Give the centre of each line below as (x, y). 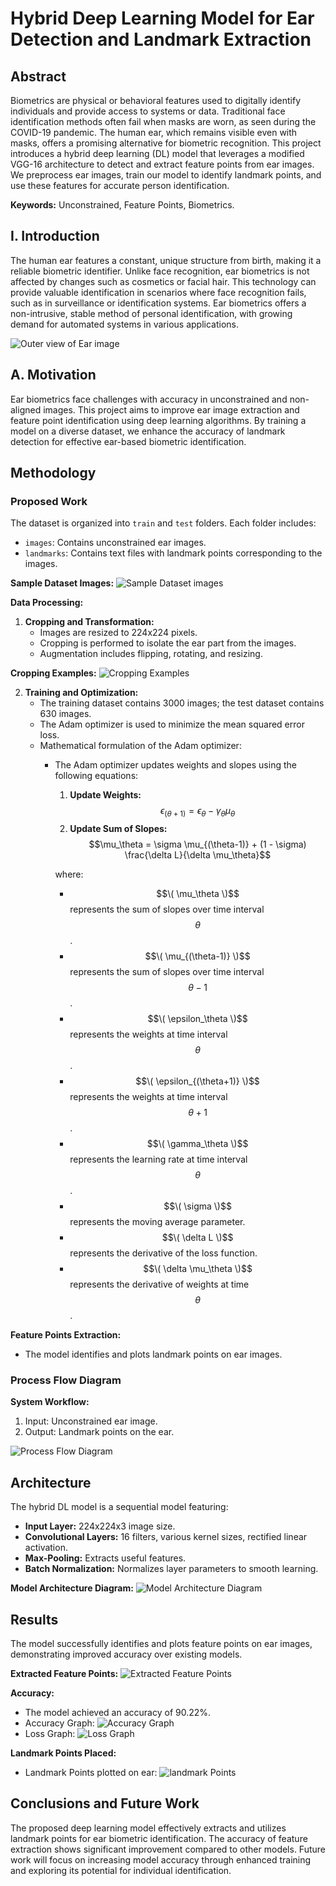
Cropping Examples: (53, 673)
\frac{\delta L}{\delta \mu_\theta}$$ (198, 855)
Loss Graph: (50, 1734)
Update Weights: (105, 795)
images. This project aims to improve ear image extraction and (171, 409)
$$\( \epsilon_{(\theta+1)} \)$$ (197, 1081)
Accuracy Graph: (59, 1723)
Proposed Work (49, 501)
